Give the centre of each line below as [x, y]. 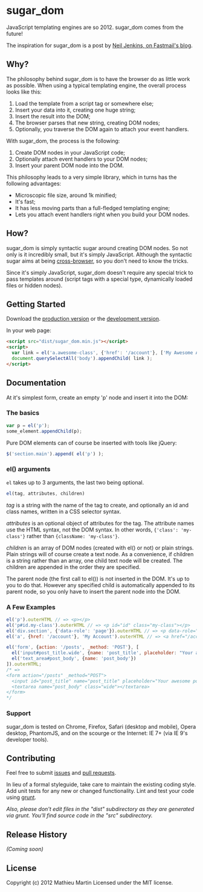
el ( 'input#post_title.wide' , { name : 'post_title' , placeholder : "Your [102, 653]
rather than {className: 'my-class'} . [73, 536]
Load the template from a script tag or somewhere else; [84, 103]
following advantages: [34, 183]
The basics [23, 413]
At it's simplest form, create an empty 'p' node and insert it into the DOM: [97, 397]
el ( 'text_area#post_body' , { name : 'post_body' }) [74, 659]
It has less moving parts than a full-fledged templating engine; [92, 208]
